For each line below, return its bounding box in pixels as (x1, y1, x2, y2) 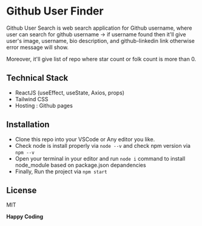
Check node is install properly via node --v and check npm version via (15, 142, 191, 149)
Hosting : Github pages (15, 102, 73, 109)
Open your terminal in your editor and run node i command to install (15, 155, 186, 162)
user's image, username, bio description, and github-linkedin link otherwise (6, 37, 195, 44)
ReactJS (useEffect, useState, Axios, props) (15, 89, 125, 96)
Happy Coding (6, 213, 44, 221)
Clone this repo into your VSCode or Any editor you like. (15, 135, 155, 143)
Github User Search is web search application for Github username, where (6, 24, 192, 32)
